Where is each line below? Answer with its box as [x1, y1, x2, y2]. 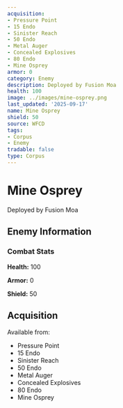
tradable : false [7, 146, 54, 153]
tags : [7, 127, 23, 134]
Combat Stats [7, 246, 55, 256]
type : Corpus [7, 152, 45, 160]
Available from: [7, 328, 50, 336]
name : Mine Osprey [7, 107, 60, 114]
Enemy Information [7, 226, 92, 237]
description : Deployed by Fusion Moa [7, 81, 117, 88]
